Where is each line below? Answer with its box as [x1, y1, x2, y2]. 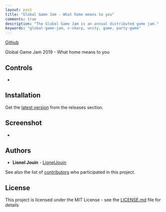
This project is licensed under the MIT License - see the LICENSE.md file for [5, 197, 161, 203]
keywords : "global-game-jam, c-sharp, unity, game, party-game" [5, 26, 141, 31]
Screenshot [5, 119, 42, 127]
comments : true [5, 16, 37, 21]
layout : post [5, 7, 32, 12]
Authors [5, 146, 31, 155]
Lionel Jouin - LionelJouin [12, 160, 67, 166]
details [5, 202, 19, 208]
